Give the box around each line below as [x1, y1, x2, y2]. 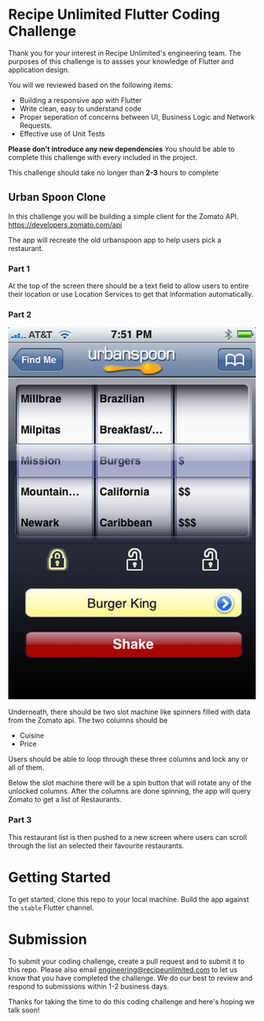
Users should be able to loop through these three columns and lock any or [8, 754, 249, 764]
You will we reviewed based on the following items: [8, 80, 174, 90]
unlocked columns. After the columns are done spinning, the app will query [8, 786, 251, 796]
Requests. [19, 120, 53, 130]
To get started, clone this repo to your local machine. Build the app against [8, 894, 250, 904]
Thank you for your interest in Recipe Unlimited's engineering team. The [8, 48, 241, 57]
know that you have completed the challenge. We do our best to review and [8, 973, 253, 982]
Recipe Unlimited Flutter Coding [8, 6, 221, 24]
